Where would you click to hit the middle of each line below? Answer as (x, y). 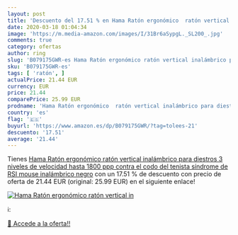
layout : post (27, 14)
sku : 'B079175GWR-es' (39, 67)
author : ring (27, 54)
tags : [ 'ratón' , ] (36, 73)
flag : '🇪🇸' (25, 119)
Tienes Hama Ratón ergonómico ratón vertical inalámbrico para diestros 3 (115, 159)
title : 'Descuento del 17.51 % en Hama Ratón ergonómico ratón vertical (119, 21)
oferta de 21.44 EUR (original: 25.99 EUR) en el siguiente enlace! (101, 182)
